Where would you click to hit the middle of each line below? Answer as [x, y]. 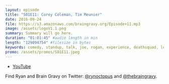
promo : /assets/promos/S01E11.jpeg [43, 52]
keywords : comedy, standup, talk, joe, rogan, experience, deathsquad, [82, 47]
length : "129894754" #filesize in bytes [48, 43]
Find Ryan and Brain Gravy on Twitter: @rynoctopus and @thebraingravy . [81, 76]
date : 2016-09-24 [23, 19]
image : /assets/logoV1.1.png [36, 29]
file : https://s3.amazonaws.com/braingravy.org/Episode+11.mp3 [73, 24]
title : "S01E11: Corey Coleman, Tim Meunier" [54, 15]
